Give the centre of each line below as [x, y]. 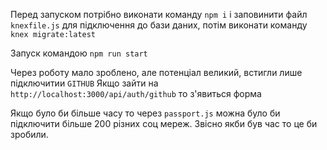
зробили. [29, 134]
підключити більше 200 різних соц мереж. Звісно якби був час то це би [164, 123]
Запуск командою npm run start [79, 53]
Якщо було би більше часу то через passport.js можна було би [145, 113]
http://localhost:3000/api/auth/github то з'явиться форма [136, 93]
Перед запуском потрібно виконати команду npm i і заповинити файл [159, 14]
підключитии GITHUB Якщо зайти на [84, 83]
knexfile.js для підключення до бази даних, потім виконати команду [159, 25]
